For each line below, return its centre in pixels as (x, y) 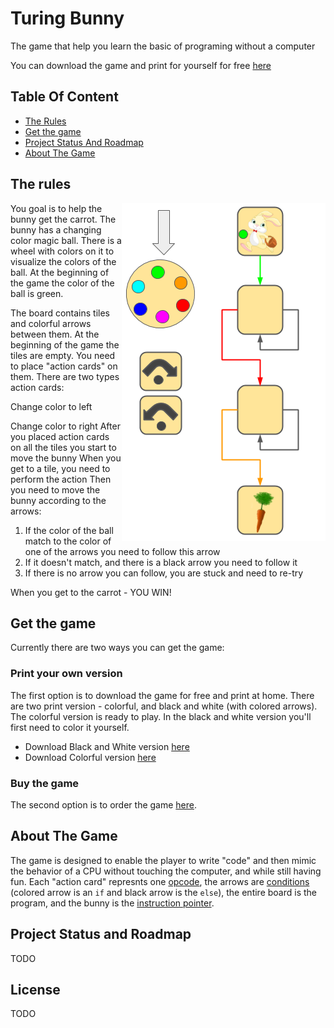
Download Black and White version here (107, 746)
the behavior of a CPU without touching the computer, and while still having (166, 871)
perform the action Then (61, 479)
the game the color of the (62, 283)
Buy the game (45, 783)
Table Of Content (64, 97)
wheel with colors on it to (62, 251)
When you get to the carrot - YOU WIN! (91, 592)
